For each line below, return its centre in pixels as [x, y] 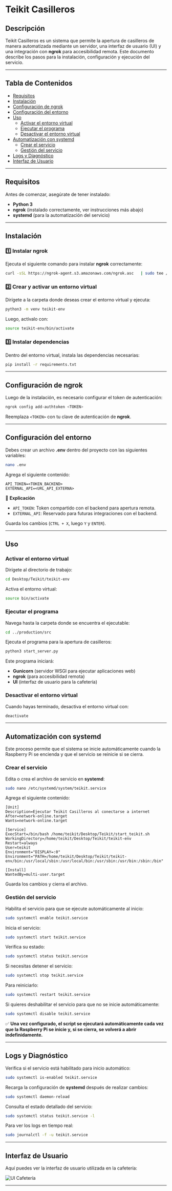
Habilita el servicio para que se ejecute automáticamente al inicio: [74, 909]
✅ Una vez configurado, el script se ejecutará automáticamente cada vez [84, 1023]
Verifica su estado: [25, 947]
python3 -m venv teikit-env [35, 309]
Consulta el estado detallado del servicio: [49, 1106]
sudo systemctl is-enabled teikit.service [51, 1077]
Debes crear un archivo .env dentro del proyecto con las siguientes [76, 450]
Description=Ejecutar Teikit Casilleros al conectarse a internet [78, 812]
